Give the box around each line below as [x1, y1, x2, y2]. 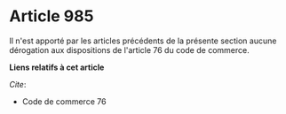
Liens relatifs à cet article [9, 62, 105, 72]
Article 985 [9, 6, 94, 27]
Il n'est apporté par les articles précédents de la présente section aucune [9, 35, 277, 46]
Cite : [9, 79, 27, 89]
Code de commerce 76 [21, 95, 107, 107]
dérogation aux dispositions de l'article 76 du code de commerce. [9, 44, 250, 55]
